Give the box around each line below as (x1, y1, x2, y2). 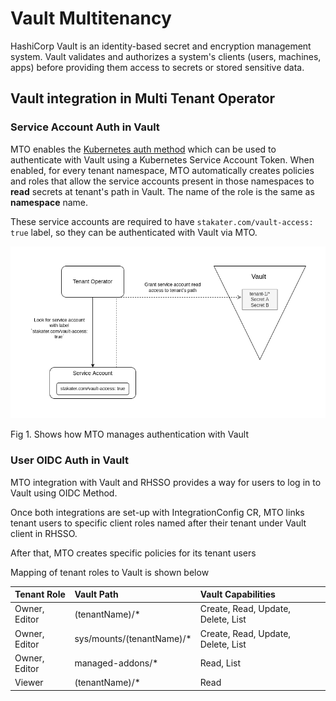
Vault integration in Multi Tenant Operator (10, 90, 276, 107)
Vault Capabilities (199, 588, 276, 601)
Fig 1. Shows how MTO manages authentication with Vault (10, 428, 249, 441)
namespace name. (10, 196, 88, 208)
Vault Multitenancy (10, 7, 172, 30)
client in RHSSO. (10, 527, 78, 539)
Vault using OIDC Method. (10, 487, 118, 499)
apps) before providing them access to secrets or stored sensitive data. (10, 61, 305, 73)
